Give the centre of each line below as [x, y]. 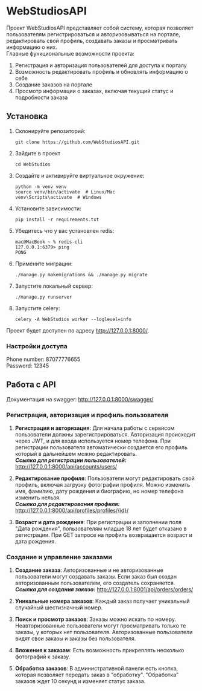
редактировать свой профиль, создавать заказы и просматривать [92, 41]
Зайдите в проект [38, 153]
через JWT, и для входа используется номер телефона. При [93, 441]
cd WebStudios [33, 164]
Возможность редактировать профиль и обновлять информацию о [101, 71]
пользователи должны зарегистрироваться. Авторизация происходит [105, 435]
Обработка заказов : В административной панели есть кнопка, [96, 669]
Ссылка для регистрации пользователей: [71, 460]
